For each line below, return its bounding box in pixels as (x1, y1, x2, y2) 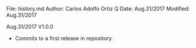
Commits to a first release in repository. (14, 35, 113, 41)
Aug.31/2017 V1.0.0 (6, 23, 54, 30)
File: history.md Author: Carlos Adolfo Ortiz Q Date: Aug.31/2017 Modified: (6, 5, 190, 12)
